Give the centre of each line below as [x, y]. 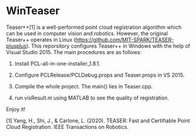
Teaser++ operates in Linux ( [41, 39]
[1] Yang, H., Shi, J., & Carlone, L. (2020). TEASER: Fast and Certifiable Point [98, 120]
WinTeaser [33, 11]
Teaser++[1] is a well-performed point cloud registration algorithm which [94, 27]
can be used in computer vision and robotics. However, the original [87, 33]
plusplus [16, 46]
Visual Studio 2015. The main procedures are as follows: [74, 52]
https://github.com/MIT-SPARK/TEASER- [125, 39]
